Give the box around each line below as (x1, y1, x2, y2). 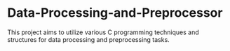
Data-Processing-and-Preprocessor (7, 5, 223, 21)
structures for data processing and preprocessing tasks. (7, 35, 170, 43)
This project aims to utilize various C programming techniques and (7, 28, 200, 36)
